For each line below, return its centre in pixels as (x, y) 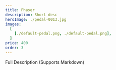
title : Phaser (20, 10)
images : (13, 24)
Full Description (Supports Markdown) (45, 62)
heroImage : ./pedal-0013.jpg (36, 19)
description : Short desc (31, 15)
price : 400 (17, 43)
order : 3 (14, 48)
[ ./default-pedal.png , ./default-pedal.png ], (63, 33)
